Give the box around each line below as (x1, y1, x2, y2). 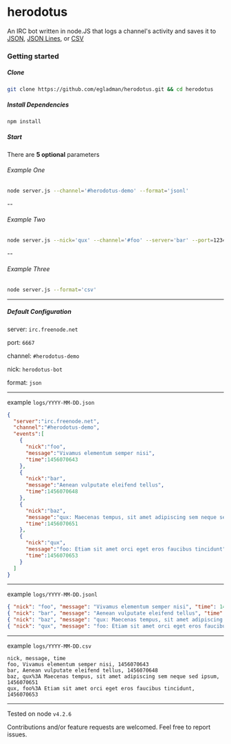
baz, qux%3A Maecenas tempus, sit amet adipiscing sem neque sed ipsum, (7, 672, 220, 680)
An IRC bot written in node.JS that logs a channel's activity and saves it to (7, 27, 217, 35)
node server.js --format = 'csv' (7, 286, 97, 293)
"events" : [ (13, 431, 45, 438)
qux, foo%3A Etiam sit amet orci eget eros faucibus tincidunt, (7, 685, 195, 692)
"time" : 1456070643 (25, 456, 78, 463)
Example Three (7, 265, 50, 273)
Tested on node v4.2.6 (7, 710, 72, 718)
